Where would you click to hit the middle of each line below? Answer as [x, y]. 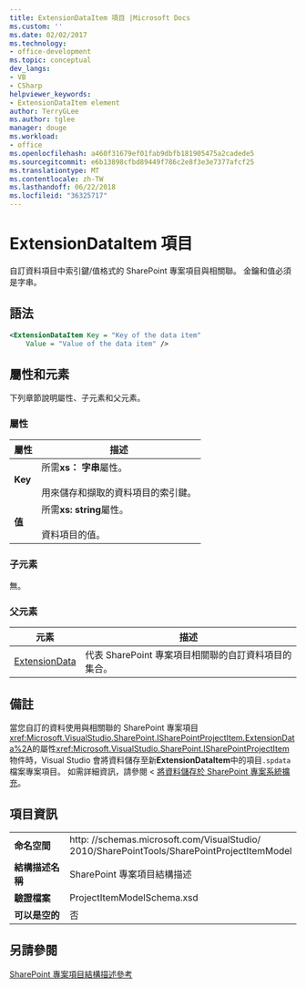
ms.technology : [38, 43]
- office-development [51, 52]
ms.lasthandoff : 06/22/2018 [63, 188]
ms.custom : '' [36, 26]
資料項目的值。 [74, 534]
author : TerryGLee [44, 111]
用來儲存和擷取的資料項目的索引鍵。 [119, 492]
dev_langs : [30, 69]
